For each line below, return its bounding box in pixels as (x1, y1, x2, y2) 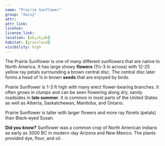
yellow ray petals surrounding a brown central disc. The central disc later (5, 68, 155, 75)
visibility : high (5, 44, 41, 49)
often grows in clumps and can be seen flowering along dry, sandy (5, 89, 142, 95)
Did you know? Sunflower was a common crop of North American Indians (5, 124, 157, 130)
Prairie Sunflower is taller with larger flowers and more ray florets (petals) (5, 109, 156, 115)
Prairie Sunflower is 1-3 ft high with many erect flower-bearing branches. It (5, 83, 159, 90)
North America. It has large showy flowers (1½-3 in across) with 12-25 (5, 63, 150, 69)
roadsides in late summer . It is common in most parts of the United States (5, 94, 158, 100)
